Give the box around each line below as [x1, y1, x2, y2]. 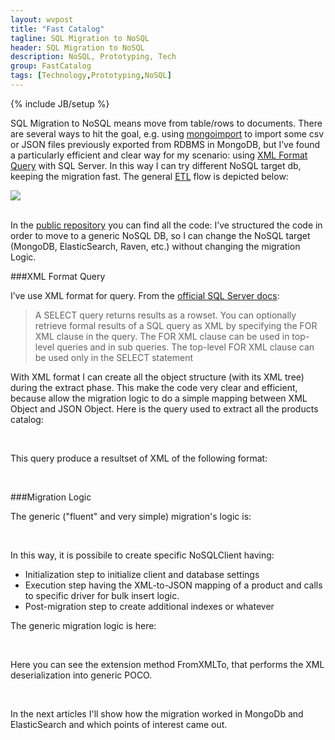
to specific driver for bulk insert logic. [24, 589, 180, 601]
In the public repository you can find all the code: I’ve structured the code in [10, 219, 323, 231]
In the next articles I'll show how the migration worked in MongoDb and [10, 707, 304, 720]
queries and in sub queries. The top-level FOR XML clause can [56, 341, 315, 353]
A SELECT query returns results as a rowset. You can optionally [34, 309, 297, 321]
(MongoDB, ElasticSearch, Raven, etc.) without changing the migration [10, 240, 301, 252]
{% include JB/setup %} [10, 97, 110, 110]
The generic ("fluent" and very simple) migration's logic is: [10, 510, 252, 522]
